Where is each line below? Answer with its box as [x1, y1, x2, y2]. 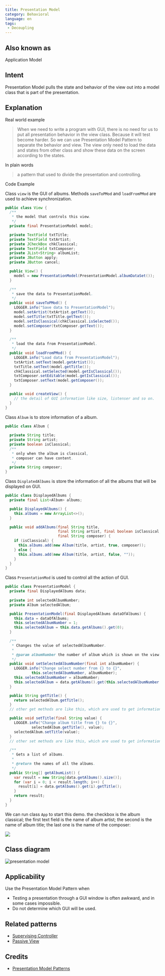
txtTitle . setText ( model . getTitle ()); [14, 364, 91, 369]
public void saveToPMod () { [9, 301, 67, 306]
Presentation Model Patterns [12, 966, 70, 972]
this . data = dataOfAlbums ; [14, 616, 69, 621]
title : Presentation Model [5, 7, 60, 12]
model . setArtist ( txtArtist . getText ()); [14, 310, 96, 315]
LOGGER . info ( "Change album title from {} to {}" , [14, 721, 118, 725]
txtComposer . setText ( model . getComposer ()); [14, 378, 105, 383]
